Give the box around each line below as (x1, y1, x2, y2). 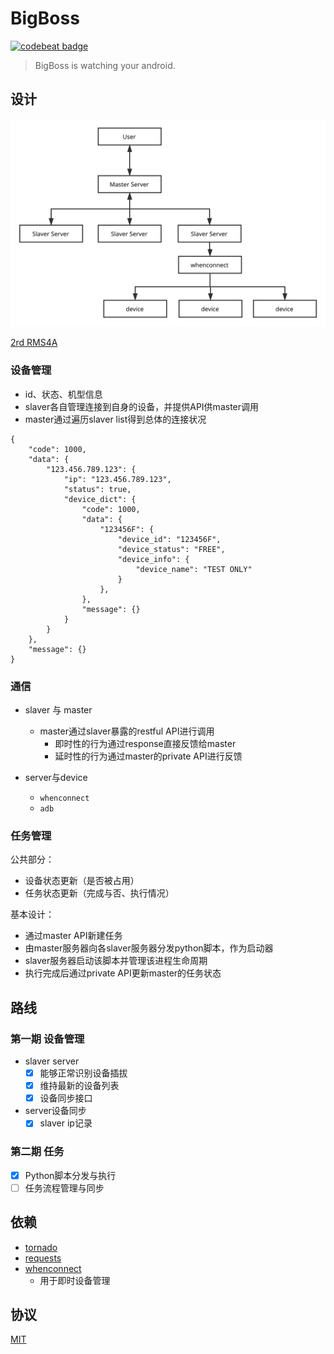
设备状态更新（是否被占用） (24, 875, 140, 887)
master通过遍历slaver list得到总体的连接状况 (24, 413, 207, 425)
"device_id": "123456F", (117, 534, 222, 544)
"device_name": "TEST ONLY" (135, 564, 253, 574)
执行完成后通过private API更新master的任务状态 (24, 967, 222, 979)
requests (24, 1252, 62, 1264)
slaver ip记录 (39, 1117, 93, 1129)
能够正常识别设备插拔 (39, 1067, 128, 1079)
